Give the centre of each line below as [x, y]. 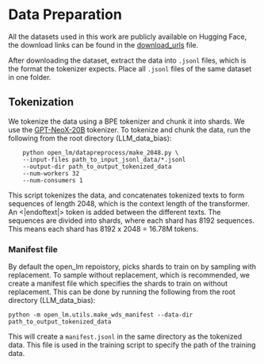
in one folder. [30, 77]
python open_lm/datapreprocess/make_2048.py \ [101, 152]
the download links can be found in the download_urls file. [103, 44]
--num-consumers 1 [53, 180]
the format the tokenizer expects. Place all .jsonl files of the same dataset [130, 68]
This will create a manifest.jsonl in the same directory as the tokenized [125, 337]
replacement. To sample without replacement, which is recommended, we [129, 275]
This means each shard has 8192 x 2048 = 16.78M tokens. [103, 228]
